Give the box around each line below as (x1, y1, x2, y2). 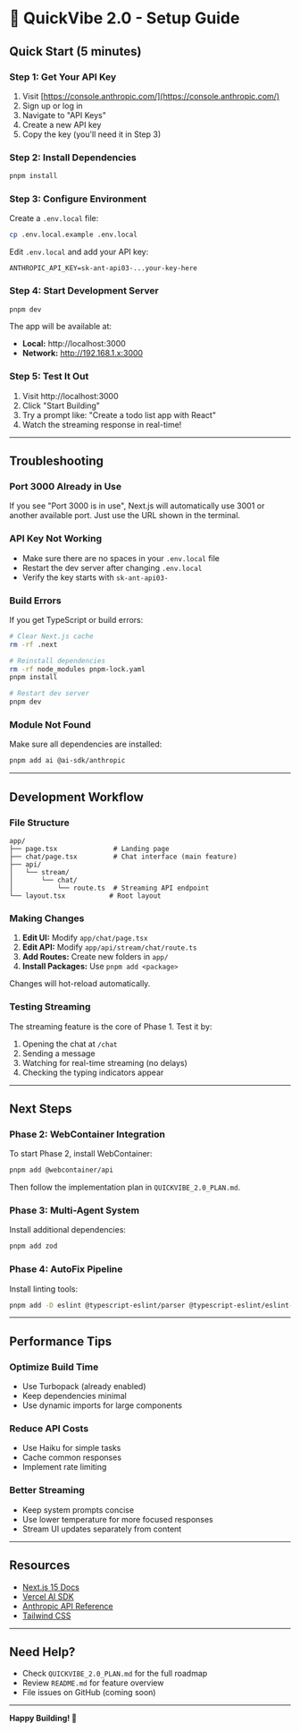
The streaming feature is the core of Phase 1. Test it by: (9, 1020, 212, 1032)
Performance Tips (9, 1334, 112, 1349)
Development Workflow (9, 789, 145, 805)
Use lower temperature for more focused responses (21, 1514, 213, 1524)
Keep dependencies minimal (21, 1391, 127, 1402)
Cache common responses (21, 1452, 122, 1463)
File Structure (9, 816, 70, 829)
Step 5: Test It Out (9, 371, 89, 383)
